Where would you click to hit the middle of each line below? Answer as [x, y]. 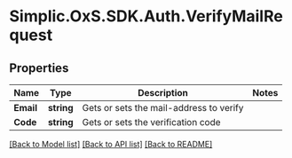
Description [163, 93]
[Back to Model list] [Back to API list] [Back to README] [111, 144]
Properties [39, 68]
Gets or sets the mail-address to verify [163, 108]
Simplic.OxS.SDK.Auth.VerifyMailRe [146, 16]
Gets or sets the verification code [151, 122]
